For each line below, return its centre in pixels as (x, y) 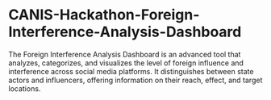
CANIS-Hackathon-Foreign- (104, 15)
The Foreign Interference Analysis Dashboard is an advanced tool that (125, 54)
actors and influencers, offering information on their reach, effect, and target (135, 80)
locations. (25, 88)
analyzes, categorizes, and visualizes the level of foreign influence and (126, 63)
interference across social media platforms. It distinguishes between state (131, 71)
